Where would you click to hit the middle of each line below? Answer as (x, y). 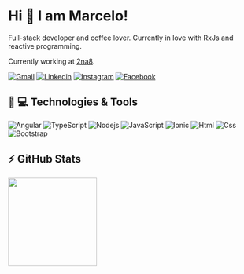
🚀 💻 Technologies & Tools (73, 102)
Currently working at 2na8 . (52, 61)
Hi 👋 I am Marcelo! (68, 16)
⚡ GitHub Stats (44, 159)
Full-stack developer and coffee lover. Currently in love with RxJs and (121, 38)
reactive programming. (45, 46)
